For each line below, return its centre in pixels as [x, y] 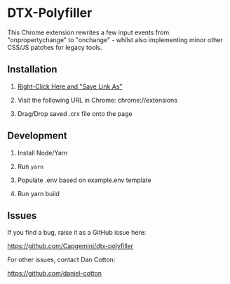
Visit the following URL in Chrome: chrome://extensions [97, 100]
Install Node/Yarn [42, 153]
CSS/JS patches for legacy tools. [55, 47]
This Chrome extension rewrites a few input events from [88, 32]
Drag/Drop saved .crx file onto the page [75, 113]
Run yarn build [38, 193]
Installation [32, 69]
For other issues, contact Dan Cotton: [61, 260]
